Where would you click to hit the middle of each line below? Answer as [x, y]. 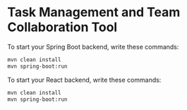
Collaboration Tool [62, 27]
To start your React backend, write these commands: [84, 80]
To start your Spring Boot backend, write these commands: [93, 47]
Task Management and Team [94, 12]
